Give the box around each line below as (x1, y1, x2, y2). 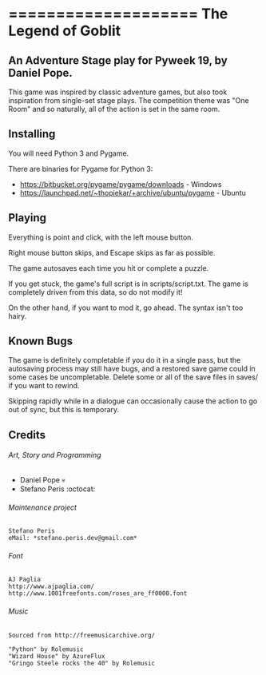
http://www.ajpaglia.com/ (8, 582, 94, 591)
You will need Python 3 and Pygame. (8, 149, 129, 158)
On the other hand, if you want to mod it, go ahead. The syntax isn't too (8, 303, 244, 312)
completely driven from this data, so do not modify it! (8, 287, 183, 296)
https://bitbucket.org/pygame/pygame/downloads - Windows (19, 179, 222, 189)
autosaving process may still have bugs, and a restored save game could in (8, 364, 256, 374)
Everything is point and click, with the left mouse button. (8, 232, 194, 242)
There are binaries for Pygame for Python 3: (8, 164, 153, 173)
